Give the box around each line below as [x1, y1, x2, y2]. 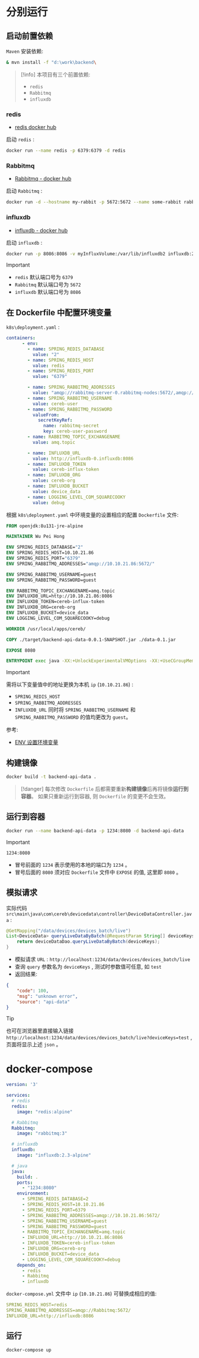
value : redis [32, 363, 65, 369]
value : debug [32, 499, 65, 505]
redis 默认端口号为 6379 [14, 274, 73, 281]
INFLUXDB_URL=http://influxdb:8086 [6, 1313, 94, 1319]
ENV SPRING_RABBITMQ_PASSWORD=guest [6, 577, 97, 583]
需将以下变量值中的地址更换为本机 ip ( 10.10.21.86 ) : [6, 681, 134, 688]
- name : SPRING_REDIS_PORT [27, 368, 94, 374]
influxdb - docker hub [14, 226, 68, 234]
